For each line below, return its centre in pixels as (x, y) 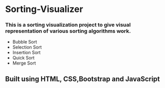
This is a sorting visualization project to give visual (68, 25)
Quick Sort (23, 58)
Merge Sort (24, 63)
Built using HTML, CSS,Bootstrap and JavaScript (82, 79)
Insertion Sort (26, 52)
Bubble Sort (25, 42)
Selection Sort (27, 47)
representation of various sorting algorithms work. (68, 31)
